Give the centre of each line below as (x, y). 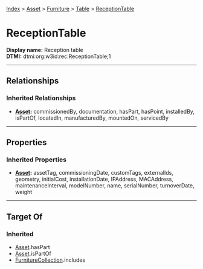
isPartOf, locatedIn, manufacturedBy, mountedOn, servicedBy (92, 118)
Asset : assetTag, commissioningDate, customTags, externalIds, (94, 173)
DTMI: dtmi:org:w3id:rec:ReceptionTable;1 (59, 56)
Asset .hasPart (32, 247)
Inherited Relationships (41, 98)
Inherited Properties (36, 160)
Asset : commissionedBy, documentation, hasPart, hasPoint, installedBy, (105, 111)
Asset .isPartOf (33, 254)
